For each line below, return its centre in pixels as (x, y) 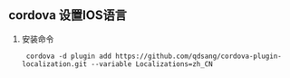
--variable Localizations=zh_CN (152, 64)
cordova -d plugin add (69, 56)
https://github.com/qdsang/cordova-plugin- (198, 56)
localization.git (54, 64)
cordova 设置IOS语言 (68, 15)
